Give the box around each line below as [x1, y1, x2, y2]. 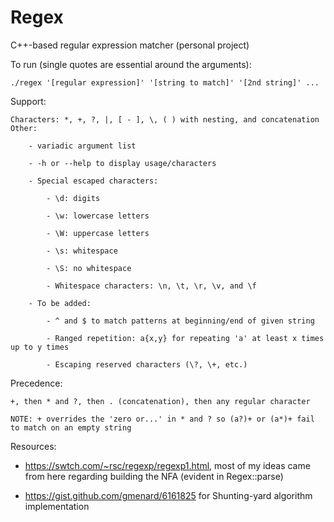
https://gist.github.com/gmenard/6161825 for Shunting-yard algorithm [24, 489, 313, 501]
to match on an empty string [10, 422, 132, 433]
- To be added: [28, 298, 92, 308]
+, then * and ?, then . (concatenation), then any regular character [10, 396, 311, 406]
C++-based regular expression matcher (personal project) [10, 39, 250, 51]
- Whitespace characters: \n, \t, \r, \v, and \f [46, 281, 257, 291]
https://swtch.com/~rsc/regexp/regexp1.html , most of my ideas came [24, 459, 311, 471]
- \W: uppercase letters [46, 228, 150, 238]
